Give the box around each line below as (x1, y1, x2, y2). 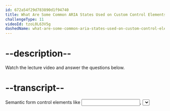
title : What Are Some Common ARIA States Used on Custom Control (5, 12, 146, 17)
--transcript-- (5, 82, 65, 94)
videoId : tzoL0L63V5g (5, 21, 51, 27)
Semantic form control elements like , (5, 99, 142, 105)
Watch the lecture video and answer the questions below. (5, 65, 125, 71)
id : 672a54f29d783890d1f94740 (5, 7, 69, 13)
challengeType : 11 (5, 17, 44, 22)
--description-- (5, 48, 72, 60)
